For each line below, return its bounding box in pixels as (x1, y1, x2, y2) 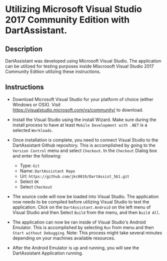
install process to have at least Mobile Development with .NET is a (12, 121, 147, 128)
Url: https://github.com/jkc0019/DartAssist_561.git (19, 173, 130, 179)
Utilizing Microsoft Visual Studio (5, 3, 142, 15)
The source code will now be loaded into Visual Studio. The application (12, 193, 159, 199)
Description (5, 44, 42, 53)
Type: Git (19, 162, 40, 168)
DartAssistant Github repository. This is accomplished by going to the (12, 142, 156, 148)
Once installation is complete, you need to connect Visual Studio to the (12, 136, 158, 143)
